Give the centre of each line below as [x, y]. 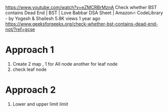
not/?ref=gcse [20, 29]
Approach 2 [30, 90]
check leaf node [29, 69]
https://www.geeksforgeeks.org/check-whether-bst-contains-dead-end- [82, 24]
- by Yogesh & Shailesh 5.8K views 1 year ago [53, 18]
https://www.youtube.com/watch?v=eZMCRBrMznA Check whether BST [81, 7]
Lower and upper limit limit [40, 104]
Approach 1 [30, 50]
